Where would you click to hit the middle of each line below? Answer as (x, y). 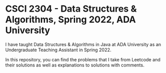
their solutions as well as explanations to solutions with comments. (75, 65)
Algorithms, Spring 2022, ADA (71, 20)
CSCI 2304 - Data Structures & (71, 9)
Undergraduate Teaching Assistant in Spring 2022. (58, 50)
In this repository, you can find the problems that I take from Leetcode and (83, 59)
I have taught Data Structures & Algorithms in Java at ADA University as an (83, 44)
